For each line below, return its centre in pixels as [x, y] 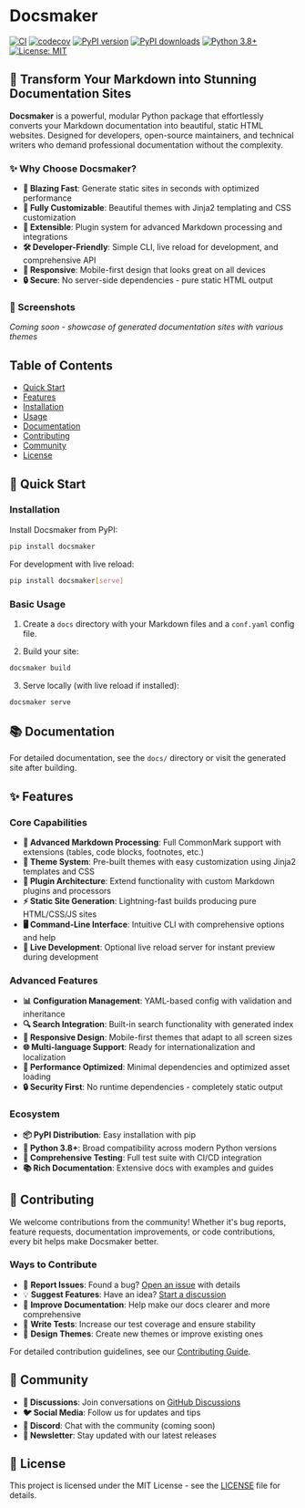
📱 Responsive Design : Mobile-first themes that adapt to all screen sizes [158, 1037]
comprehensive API [59, 260]
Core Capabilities [49, 822]
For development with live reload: [72, 564]
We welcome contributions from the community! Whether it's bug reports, [148, 1222]
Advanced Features [54, 981]
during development [61, 957]
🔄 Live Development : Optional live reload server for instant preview [149, 947]
